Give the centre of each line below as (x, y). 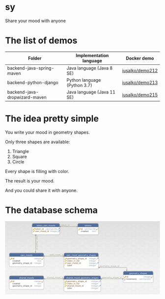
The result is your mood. (30, 180)
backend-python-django (33, 83)
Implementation (92, 56)
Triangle (21, 151)
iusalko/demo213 (140, 83)
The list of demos (41, 41)
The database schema (52, 210)
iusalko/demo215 (140, 94)
